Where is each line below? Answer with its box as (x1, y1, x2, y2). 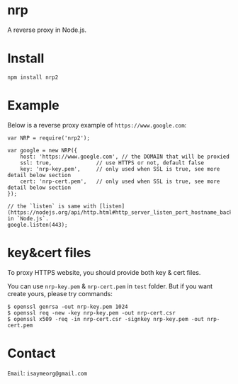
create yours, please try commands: (7, 289, 113, 298)
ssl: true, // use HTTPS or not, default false (20, 159, 204, 166)
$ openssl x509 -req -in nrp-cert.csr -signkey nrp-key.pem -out (7, 315, 204, 322)
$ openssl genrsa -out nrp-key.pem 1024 (7, 303, 129, 310)
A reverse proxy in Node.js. (7, 26, 87, 34)
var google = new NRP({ (7, 147, 78, 154)
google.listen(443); (7, 221, 69, 228)
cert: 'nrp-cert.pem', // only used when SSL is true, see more (20, 178, 220, 185)
